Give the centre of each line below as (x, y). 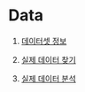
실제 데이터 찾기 (48, 59)
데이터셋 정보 (44, 41)
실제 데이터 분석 (48, 78)
